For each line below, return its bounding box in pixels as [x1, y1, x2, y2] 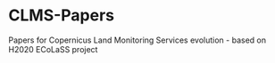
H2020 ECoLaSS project [8, 43, 98, 54]
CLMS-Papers [8, 5, 115, 26]
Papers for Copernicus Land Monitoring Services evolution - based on [8, 35, 267, 45]
